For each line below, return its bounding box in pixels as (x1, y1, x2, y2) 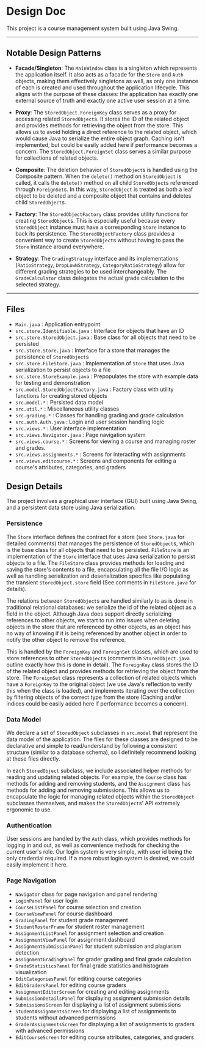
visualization (15, 968, 47, 975)
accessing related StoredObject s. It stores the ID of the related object (15, 115, 189, 122)
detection (15, 948, 40, 956)
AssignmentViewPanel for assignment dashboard (15, 936, 135, 943)
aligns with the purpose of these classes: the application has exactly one (15, 90, 198, 97)
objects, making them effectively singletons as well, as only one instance (15, 77, 198, 84)
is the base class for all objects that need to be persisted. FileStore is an (6, 546, 190, 553)
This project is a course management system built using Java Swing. (6, 24, 179, 32)
